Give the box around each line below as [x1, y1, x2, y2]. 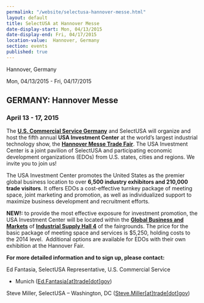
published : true [6, 49, 48, 55]
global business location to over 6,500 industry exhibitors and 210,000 [6, 178, 188, 185]
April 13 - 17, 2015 [6, 114, 59, 122]
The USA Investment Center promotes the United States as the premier [6, 172, 185, 179]
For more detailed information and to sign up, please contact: [6, 254, 165, 261]
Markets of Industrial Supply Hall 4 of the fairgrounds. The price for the [6, 223, 189, 230]
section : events [6, 43, 48, 50]
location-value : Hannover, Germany [6, 37, 100, 43]
